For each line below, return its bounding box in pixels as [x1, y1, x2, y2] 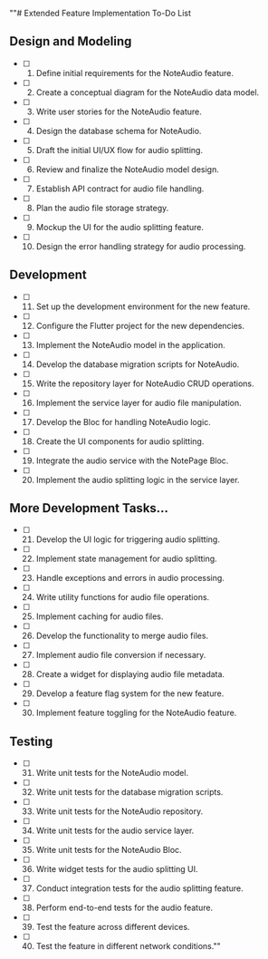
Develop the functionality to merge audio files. [35, 630, 209, 642]
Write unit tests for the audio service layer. [35, 825, 195, 837]
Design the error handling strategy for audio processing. [35, 240, 246, 252]
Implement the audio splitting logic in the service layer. [35, 474, 240, 485]
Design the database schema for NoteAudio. [35, 125, 202, 136]
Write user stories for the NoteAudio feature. [35, 106, 202, 117]
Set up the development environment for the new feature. [35, 301, 251, 312]
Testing [9, 733, 53, 749]
